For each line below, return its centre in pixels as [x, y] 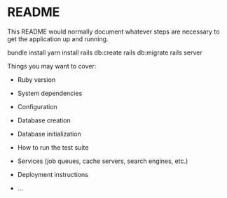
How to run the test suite [53, 147]
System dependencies [50, 93]
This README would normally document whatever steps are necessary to [113, 31]
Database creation [44, 120]
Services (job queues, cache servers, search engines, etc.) [103, 161]
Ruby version [36, 79]
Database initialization [49, 134]
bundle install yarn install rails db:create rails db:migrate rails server [105, 52]
